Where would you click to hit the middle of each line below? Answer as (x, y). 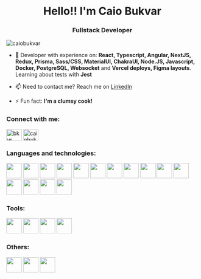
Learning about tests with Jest (54, 75)
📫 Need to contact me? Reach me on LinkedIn (74, 87)
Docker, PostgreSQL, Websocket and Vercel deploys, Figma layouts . (103, 68)
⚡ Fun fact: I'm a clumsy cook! (54, 101)
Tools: (16, 208)
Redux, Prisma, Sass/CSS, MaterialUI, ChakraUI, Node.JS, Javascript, (105, 61)
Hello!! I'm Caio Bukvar (102, 11)
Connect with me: (33, 119)
